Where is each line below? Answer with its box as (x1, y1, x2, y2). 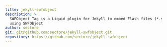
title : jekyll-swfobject (5, 7, 57, 12)
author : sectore (5, 25, 39, 30)
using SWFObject (9, 21, 43, 26)
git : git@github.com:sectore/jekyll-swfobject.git (5, 30, 112, 35)
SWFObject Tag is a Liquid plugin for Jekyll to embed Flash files (9, 16, 153, 21)
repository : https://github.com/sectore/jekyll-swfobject (5, 35, 128, 40)
